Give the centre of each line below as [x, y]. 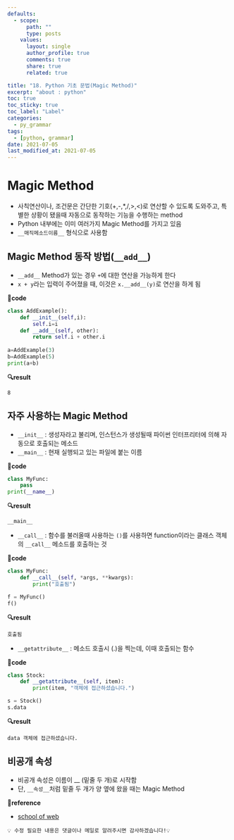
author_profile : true [58, 54]
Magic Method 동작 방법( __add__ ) [79, 257]
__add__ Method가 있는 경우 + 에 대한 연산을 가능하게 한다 [97, 275]
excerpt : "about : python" [47, 92]
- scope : [26, 20]
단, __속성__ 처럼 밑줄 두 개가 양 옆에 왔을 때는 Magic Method [101, 789]
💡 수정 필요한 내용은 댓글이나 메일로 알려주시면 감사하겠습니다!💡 [89, 830]
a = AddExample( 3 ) [31, 350]
